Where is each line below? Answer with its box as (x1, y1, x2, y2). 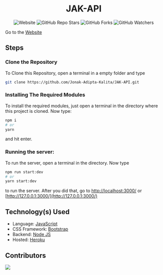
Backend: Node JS (12, 232, 51, 238)
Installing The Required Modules (5, 91, 86, 98)
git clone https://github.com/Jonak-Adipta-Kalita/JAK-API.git (5, 79, 140, 85)
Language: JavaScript (12, 221, 58, 227)
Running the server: (5, 148, 55, 155)
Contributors (5, 251, 46, 260)
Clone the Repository (5, 58, 58, 65)
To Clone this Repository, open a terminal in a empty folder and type (5, 70, 146, 76)
